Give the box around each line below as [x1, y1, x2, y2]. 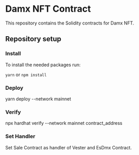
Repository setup [5, 35, 61, 43]
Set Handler [5, 133, 36, 140]
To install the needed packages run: [5, 62, 81, 68]
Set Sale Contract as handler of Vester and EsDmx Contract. [5, 144, 132, 150]
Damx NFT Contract [5, 3, 91, 15]
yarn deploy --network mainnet [5, 95, 72, 102]
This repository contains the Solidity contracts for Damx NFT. [5, 20, 134, 26]
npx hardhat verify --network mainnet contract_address [5, 120, 123, 126]
